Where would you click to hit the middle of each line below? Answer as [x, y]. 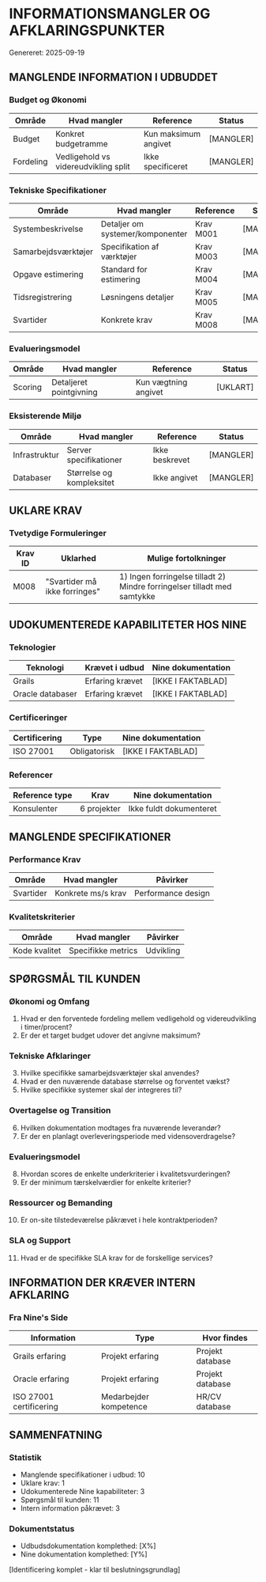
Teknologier [32, 647]
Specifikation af [130, 246]
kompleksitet [91, 482]
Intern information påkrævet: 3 [70, 1508]
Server [79, 450]
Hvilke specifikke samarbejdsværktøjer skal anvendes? [110, 1073]
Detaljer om [122, 224]
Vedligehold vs [83, 157]
